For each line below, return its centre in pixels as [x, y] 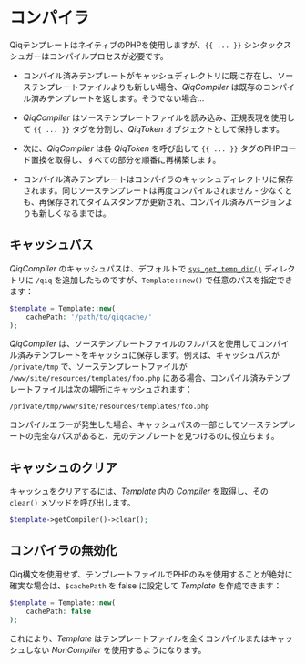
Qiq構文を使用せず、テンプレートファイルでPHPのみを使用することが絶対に [151, 574]
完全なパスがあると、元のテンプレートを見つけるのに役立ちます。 [156, 436]
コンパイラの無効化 [63, 551]
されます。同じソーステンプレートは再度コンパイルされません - [141, 190]
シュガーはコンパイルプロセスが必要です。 [89, 56]
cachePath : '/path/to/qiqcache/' [89, 317]
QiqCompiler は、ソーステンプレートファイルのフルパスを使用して [133, 344]
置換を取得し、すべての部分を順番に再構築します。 [126, 159]
